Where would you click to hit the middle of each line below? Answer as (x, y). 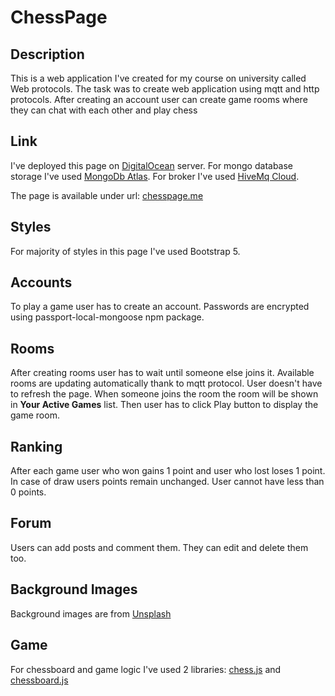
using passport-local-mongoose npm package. (107, 317)
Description (47, 54)
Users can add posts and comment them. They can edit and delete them (159, 547)
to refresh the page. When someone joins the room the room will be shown (164, 394)
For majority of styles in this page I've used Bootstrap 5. (125, 251)
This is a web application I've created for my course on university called (158, 78)
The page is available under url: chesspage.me (107, 195)
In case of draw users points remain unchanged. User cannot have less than (167, 482)
